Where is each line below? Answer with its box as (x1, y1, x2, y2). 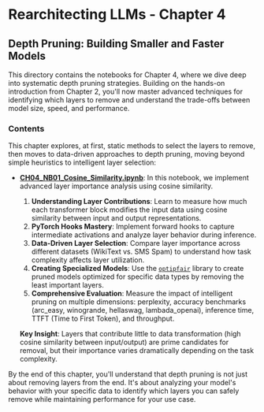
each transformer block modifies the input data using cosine (31, 205, 228, 214)
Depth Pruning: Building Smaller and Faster (8, 37, 225, 50)
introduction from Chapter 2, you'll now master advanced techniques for (8, 87, 243, 96)
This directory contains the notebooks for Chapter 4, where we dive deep (8, 70, 247, 80)
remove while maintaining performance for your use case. (8, 395, 196, 404)
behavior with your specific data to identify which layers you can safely (8, 386, 240, 395)
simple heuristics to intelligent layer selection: (8, 158, 156, 167)
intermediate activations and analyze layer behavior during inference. (31, 230, 257, 239)
